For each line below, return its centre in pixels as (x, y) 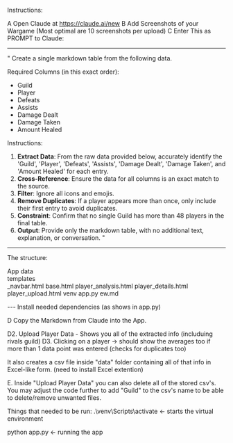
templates (21, 279)
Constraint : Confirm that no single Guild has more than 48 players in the (121, 216)
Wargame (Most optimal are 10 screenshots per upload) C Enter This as (109, 31)
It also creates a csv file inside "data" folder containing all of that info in (109, 362)
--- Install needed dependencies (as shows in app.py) (84, 307)
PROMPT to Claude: (36, 38)
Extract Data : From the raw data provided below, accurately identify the (120, 156)
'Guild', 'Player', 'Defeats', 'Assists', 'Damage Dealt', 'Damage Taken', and (121, 164)
